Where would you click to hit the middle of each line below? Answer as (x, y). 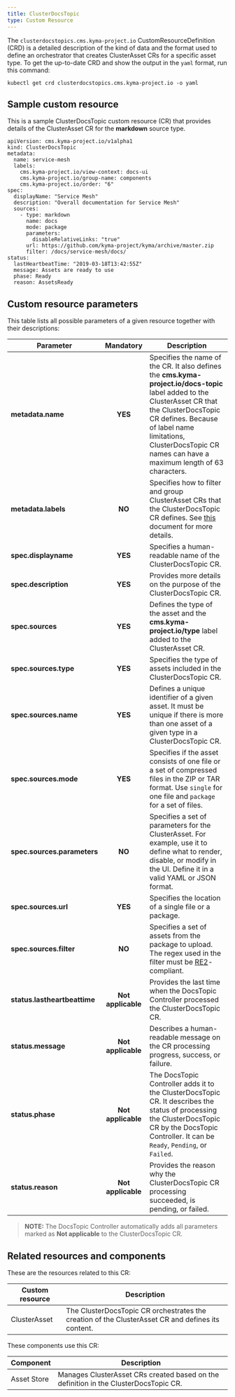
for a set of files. (176, 805)
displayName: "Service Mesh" (56, 197)
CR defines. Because (184, 419)
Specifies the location (185, 898)
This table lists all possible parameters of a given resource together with (111, 321)
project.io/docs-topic (186, 384)
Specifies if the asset (184, 753)
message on (200, 1037)
